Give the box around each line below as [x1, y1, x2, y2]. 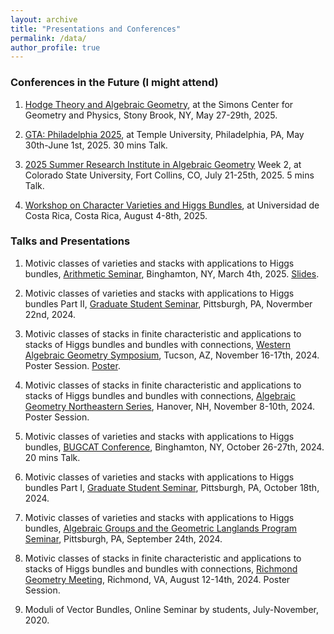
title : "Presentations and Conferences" [10, 24, 182, 34]
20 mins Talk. [24, 451, 81, 463]
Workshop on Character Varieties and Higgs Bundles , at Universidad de [24, 199, 320, 211]
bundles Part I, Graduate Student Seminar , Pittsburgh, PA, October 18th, [24, 481, 320, 493]
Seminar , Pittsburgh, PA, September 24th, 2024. [24, 532, 223, 545]
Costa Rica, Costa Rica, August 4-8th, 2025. [24, 209, 208, 221]
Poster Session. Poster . [24, 359, 121, 371]
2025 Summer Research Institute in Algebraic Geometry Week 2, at [24, 158, 302, 170]
